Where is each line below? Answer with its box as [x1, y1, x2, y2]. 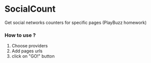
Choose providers [11, 43, 48, 49]
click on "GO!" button [11, 53, 55, 59]
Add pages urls [11, 48, 43, 54]
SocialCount [4, 3, 56, 15]
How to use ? [4, 32, 36, 39]
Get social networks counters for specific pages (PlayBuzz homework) [4, 20, 147, 25]
